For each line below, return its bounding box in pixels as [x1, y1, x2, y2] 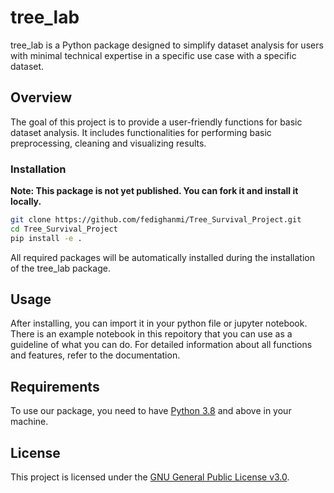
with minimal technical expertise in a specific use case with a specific [10, 49, 297, 61]
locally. [10, 196, 42, 208]
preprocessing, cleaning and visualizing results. [10, 137, 207, 149]
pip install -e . [10, 233, 83, 243]
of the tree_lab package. [10, 262, 111, 274]
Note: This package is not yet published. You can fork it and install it [10, 185, 299, 197]
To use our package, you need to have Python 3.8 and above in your [10, 405, 292, 417]
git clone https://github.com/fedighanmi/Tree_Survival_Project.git [10, 215, 302, 225]
